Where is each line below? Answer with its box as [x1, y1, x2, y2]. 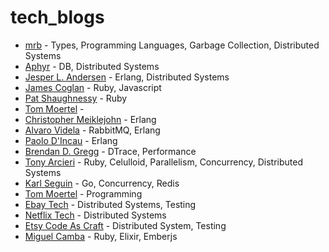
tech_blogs [10, 6, 105, 29]
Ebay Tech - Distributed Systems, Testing [24, 198, 197, 210]
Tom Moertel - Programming [24, 187, 143, 200]
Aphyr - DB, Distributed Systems [24, 60, 160, 72]
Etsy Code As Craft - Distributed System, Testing [24, 219, 227, 231]
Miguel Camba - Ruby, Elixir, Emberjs [24, 230, 178, 242]
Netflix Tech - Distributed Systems [24, 209, 167, 221]
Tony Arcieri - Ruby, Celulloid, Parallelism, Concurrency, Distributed [24, 156, 304, 168]
